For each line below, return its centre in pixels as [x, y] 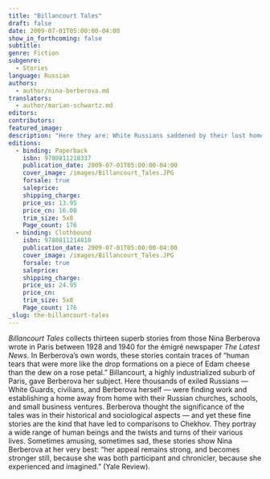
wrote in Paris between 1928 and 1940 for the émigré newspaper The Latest [134, 346]
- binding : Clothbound [53, 233]
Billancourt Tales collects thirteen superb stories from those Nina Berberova [134, 338]
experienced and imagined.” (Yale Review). [80, 466]
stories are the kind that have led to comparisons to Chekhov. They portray [133, 423]
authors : [23, 83]
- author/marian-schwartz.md [64, 105]
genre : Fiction [34, 53]
